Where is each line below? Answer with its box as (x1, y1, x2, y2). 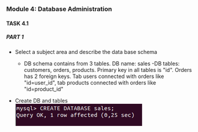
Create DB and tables (14, 97, 68, 104)
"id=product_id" (23, 86, 64, 93)
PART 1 (6, 34, 24, 41)
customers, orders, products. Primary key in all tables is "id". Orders (23, 67, 192, 74)
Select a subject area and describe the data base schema (14, 49, 158, 56)
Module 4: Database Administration (6, 5, 112, 13)
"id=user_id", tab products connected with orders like (23, 79, 157, 86)
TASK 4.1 (6, 20, 29, 27)
